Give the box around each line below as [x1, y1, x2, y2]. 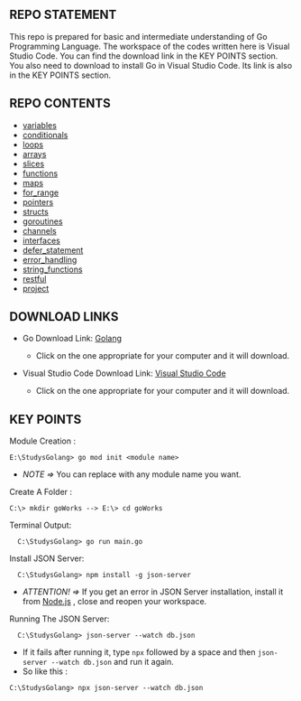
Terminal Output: [9, 519, 72, 531]
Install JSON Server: [9, 553, 85, 564]
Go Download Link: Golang [22, 333, 123, 344]
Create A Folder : [9, 487, 73, 498]
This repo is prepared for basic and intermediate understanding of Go [9, 31, 268, 42]
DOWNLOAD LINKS [9, 309, 119, 324]
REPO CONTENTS [9, 96, 111, 111]
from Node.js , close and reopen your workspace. [22, 596, 207, 607]
